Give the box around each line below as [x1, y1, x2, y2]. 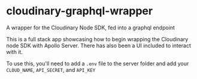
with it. [6, 48, 23, 55]
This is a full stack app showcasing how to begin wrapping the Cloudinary [6, 35, 189, 42]
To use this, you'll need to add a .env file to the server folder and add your [6, 60, 189, 67]
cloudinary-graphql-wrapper [6, 4, 153, 18]
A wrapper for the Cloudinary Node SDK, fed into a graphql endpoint [6, 24, 175, 31]
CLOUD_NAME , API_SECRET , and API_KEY [6, 66, 96, 73]
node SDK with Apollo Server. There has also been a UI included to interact [6, 42, 192, 49]
